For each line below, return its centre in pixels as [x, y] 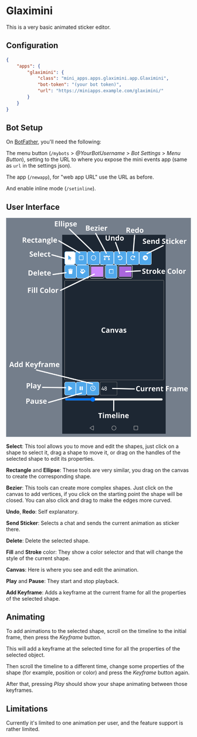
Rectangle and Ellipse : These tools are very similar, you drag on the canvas [98, 470]
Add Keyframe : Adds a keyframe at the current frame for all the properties [96, 592]
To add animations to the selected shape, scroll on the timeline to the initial [96, 631]
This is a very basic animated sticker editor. [59, 27]
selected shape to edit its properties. [50, 458]
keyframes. [20, 690]
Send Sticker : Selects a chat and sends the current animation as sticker [93, 523]
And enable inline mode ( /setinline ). [51, 189]
